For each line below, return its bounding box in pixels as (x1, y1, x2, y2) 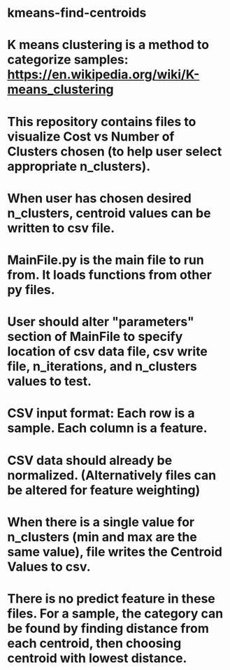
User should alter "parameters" (7, 314, 194, 330)
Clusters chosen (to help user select (7, 144, 222, 159)
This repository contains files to (7, 113, 196, 130)
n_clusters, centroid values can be (7, 205, 211, 221)
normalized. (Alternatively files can (7, 467, 217, 483)
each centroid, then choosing (7, 635, 182, 651)
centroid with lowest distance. (7, 650, 187, 666)
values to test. (7, 373, 92, 389)
